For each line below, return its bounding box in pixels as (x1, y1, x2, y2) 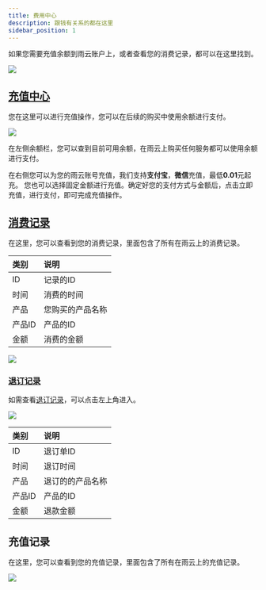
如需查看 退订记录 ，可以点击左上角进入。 (8, 395, 140, 404)
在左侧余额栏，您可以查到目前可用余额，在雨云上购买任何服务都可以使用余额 (8, 144, 258, 153)
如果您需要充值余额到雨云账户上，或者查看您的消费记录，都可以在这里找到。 (8, 49, 258, 59)
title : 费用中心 (8, 11, 57, 20)
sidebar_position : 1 (8, 26, 77, 34)
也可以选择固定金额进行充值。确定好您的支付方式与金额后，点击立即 (30, 180, 253, 190)
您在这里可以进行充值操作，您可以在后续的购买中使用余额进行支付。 (8, 112, 230, 121)
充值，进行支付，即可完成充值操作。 (8, 190, 127, 200)
